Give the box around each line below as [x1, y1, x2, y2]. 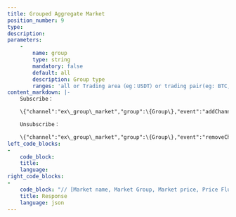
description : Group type [32, 75, 105, 83]
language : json [20, 199, 65, 206]
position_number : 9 [7, 17, 65, 24]
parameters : [7, 37, 42, 44]
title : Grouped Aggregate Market [7, 10, 105, 18]
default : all [32, 69, 71, 76]
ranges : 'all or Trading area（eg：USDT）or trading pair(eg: [32, 82, 216, 89]
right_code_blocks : [7, 173, 65, 180]
